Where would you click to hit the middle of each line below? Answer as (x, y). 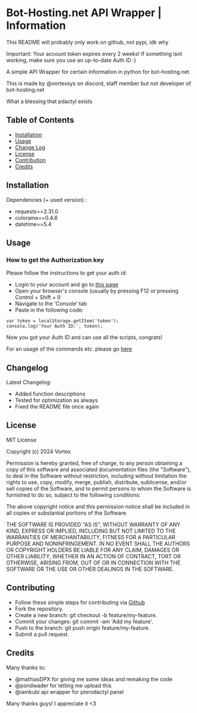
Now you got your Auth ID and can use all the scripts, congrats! (84, 337)
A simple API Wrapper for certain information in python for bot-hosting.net (98, 71)
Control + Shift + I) (38, 297)
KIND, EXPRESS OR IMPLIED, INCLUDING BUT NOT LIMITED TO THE (91, 531)
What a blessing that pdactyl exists (49, 101)
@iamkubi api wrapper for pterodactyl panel (69, 691)
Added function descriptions (50, 394)
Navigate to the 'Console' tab (51, 304)
